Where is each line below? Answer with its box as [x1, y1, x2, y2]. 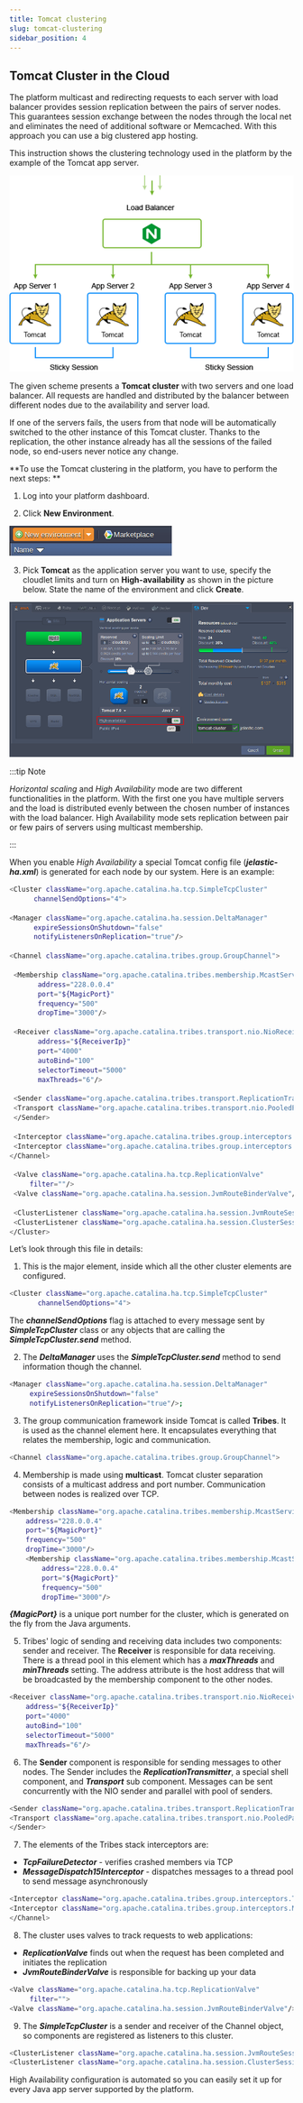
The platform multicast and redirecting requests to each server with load [9, 92, 279, 103]
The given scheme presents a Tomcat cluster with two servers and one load [9, 380, 294, 391]
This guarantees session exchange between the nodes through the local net [9, 111, 292, 122]
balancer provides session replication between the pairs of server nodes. [9, 102, 281, 113]
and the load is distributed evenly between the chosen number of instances [9, 803, 290, 813]
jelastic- [245, 857, 279, 868]
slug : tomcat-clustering [9, 23, 103, 33]
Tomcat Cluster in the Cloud [9, 68, 170, 83]
